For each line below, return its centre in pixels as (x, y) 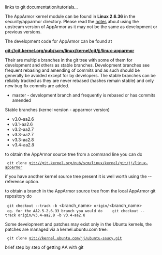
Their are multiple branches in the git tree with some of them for (69, 60)
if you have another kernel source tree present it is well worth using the (76, 176)
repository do (19, 196)
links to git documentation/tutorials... (42, 7)
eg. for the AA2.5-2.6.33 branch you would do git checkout (73, 211)
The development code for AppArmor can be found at (59, 41)
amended (22, 100)
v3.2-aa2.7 (23, 129)
